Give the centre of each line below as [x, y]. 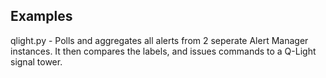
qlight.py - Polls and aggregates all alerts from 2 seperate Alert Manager [159, 40]
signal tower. [36, 61]
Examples [41, 16]
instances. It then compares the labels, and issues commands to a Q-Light [163, 51]
